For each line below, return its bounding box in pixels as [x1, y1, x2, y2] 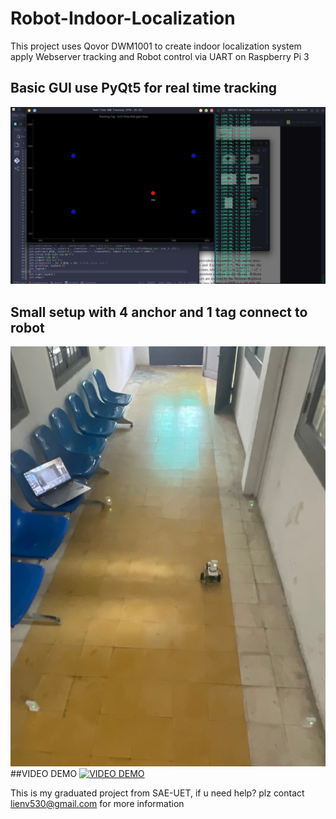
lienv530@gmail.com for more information [10, 798, 185, 810]
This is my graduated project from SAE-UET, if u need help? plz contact [10, 787, 305, 799]
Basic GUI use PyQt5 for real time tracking [10, 80, 278, 97]
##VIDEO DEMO [10, 768, 78, 780]
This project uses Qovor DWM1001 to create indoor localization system [10, 40, 302, 52]
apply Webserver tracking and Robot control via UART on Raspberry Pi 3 [10, 50, 310, 62]
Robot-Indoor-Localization [10, 7, 236, 30]
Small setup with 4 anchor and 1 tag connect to [10, 303, 308, 321]
